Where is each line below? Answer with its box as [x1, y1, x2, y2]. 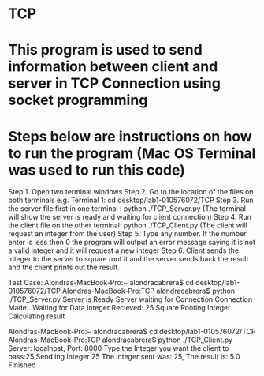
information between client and [8, 58, 218, 76]
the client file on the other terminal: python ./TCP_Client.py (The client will [8, 220, 247, 230]
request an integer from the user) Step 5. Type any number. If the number [8, 229, 247, 239]
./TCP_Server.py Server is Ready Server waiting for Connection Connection [8, 295, 253, 304]
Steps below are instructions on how [8, 127, 252, 145]
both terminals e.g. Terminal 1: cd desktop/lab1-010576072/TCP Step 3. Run [8, 195, 254, 205]
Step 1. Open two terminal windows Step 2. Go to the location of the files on [8, 187, 254, 197]
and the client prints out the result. [8, 262, 120, 273]
